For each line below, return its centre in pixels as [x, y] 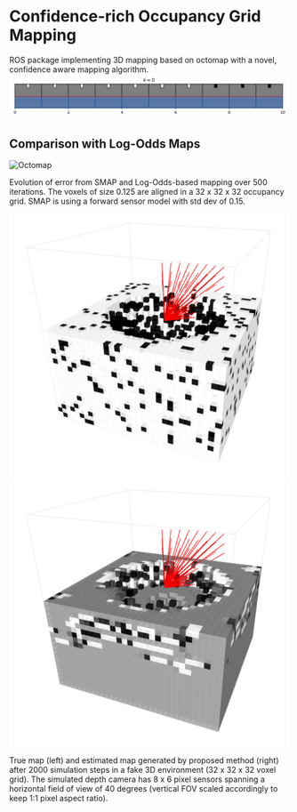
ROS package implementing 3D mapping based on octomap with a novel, [143, 60]
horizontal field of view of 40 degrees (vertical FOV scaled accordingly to [144, 788]
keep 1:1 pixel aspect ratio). [59, 798]
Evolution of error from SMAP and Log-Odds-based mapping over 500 [139, 182]
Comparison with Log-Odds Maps [105, 144]
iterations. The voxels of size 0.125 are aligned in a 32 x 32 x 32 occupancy [147, 191]
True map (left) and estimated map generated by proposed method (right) [144, 760]
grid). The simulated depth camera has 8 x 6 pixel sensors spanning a [137, 779]
